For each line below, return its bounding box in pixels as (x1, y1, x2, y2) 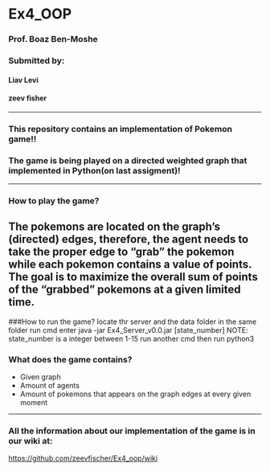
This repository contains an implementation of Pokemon (8, 123, 233, 134)
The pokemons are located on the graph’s (8, 220, 221, 234)
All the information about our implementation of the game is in (8, 425, 256, 436)
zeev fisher (8, 93, 47, 103)
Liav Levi (8, 75, 39, 84)
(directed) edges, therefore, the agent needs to (8, 232, 249, 246)
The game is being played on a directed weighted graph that (8, 154, 247, 166)
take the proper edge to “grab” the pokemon (8, 245, 235, 259)
